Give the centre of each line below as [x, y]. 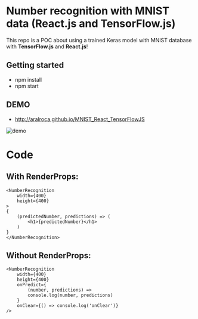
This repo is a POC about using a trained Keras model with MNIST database [99, 40]
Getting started [35, 65]
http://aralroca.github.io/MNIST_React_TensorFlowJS [80, 119]
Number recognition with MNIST [88, 11]
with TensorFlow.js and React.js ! [47, 47]
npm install [28, 79]
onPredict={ [32, 285]
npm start [27, 86]
